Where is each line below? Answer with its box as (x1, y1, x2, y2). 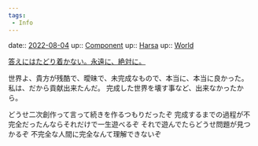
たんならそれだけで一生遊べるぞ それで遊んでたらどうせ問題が (35, 119, 238, 129)
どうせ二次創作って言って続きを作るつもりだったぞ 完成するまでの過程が (8, 109, 244, 119)
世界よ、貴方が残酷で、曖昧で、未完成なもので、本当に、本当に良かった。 (8, 73, 249, 82)
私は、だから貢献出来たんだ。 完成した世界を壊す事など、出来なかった (8, 83, 238, 93)
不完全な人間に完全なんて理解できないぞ (30, 129, 162, 138)
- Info (11, 19, 34, 27)
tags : (8, 11, 26, 20)
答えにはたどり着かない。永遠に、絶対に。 (8, 57, 146, 66)
